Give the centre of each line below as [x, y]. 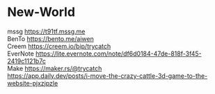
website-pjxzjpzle [33, 83]
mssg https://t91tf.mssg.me [46, 31]
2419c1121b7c [27, 61]
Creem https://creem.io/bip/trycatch [59, 46]
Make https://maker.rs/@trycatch [55, 68]
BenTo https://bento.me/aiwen [50, 38]
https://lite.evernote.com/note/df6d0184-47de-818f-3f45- [119, 54]
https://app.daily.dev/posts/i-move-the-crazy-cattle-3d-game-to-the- [107, 76]
